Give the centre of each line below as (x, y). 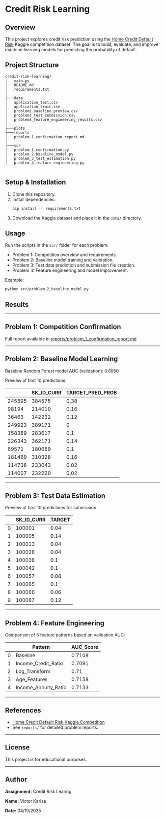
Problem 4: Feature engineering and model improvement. (70, 270)
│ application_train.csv (33, 107)
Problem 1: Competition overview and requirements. (65, 255)
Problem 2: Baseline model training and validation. (63, 260)
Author (16, 780)
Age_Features (31, 679)
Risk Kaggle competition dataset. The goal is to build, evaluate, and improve (82, 44)
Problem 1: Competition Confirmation (63, 327)
